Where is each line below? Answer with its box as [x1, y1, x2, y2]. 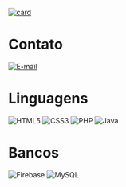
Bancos [8, 144, 60, 162]
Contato [8, 36, 64, 53]
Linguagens [8, 90, 89, 107]
